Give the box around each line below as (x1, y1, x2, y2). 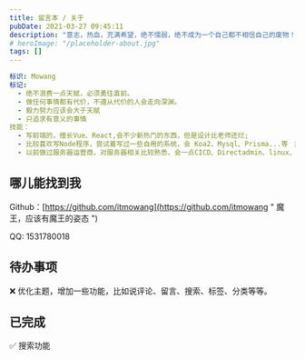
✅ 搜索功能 (9, 340, 51, 351)
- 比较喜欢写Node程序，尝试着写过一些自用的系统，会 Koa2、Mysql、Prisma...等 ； (17, 140, 300, 149)
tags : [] (9, 47, 43, 56)
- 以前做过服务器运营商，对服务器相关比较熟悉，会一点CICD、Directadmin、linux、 (17, 148, 297, 157)
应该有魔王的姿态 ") (25, 213, 98, 224)
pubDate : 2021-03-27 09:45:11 (9, 22, 124, 31)
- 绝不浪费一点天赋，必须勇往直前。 (17, 88, 134, 98)
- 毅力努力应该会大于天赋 (17, 105, 101, 115)
